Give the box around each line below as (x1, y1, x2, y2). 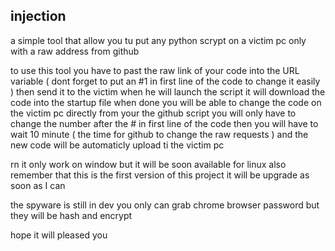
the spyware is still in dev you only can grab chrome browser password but (10, 199, 320, 211)
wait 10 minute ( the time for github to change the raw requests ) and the (10, 128, 309, 140)
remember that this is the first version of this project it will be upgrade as (10, 169, 310, 181)
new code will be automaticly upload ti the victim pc (10, 139, 225, 151)
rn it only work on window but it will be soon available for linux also (10, 158, 287, 170)
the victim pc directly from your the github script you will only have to (10, 107, 297, 119)
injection (10, 8, 67, 25)
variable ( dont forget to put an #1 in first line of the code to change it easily (10, 75, 321, 87)
